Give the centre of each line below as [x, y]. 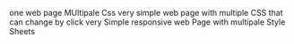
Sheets [22, 31]
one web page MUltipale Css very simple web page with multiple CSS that [147, 13]
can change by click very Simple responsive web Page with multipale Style [147, 22]
